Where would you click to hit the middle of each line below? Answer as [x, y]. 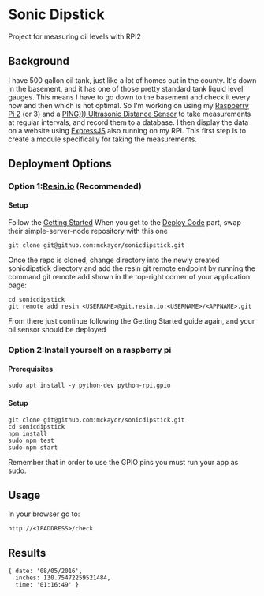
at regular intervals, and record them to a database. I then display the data [128, 122]
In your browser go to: [44, 514]
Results [27, 553]
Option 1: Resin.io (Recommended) [75, 186]
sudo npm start [33, 448]
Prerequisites [31, 369]
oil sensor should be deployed [57, 330]
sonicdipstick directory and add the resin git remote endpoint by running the [132, 268]
